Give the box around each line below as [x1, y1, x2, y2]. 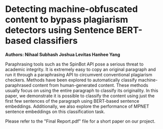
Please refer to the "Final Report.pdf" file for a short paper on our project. [5, 118, 156, 124]
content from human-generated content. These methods [32, 82, 149, 88]
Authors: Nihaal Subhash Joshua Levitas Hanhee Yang [5, 51, 120, 58]
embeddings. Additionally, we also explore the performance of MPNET [5, 103, 150, 109]
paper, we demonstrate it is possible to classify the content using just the [5, 93, 155, 99]
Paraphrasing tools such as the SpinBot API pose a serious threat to [5, 61, 144, 67]
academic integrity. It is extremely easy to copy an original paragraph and [5, 66, 156, 72]
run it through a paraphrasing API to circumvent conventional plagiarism [5, 71, 153, 77]
